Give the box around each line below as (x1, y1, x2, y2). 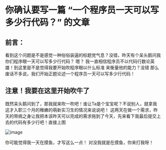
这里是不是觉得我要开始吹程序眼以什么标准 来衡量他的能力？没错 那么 (18, 65, 159, 70)
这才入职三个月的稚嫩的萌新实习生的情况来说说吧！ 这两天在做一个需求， (5, 107, 154, 113)
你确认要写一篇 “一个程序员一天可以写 (5, 4, 159, 16)
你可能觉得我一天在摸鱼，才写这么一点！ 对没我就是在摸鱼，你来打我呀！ (5, 139, 154, 145)
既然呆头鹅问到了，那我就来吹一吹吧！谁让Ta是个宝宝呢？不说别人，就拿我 (5, 100, 157, 106)
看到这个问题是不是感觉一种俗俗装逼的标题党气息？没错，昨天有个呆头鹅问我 (5, 52, 161, 58)
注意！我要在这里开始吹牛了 (5, 87, 90, 95)
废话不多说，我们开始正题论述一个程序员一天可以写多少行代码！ (5, 71, 135, 77)
